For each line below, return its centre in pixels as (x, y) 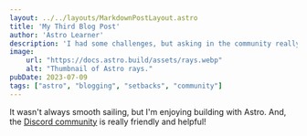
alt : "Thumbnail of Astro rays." (90, 69)
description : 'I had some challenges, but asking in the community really (155, 43)
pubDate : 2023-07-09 (49, 78)
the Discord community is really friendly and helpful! (108, 121)
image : (22, 52)
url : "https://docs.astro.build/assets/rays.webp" (124, 60)
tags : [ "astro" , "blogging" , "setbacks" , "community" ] (116, 86)
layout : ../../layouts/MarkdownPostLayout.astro (104, 18)
